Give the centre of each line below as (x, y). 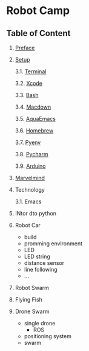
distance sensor (44, 263)
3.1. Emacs (28, 201)
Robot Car (28, 225)
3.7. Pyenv (28, 142)
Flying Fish (28, 299)
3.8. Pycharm (31, 154)
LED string (37, 256)
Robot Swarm (32, 288)
